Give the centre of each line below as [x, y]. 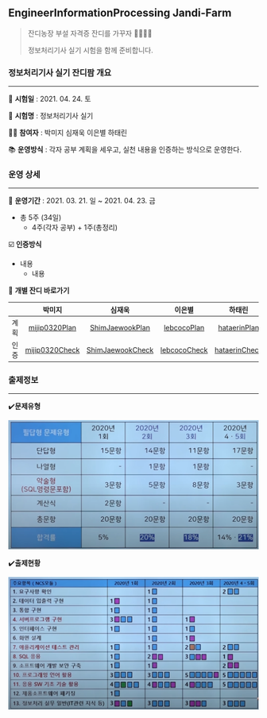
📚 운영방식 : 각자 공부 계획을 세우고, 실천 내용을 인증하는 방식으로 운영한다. [125, 149]
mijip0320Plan [52, 327]
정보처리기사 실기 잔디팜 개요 [60, 72]
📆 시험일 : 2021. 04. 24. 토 [50, 99]
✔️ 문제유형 [25, 406]
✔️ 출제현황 [25, 563]
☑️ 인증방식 [25, 245]
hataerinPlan [239, 327]
